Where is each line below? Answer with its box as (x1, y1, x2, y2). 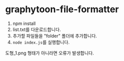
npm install (12, 20, 36, 26)
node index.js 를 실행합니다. (12, 39, 70, 45)
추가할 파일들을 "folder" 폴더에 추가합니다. (12, 33, 98, 39)
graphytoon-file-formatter (5, 4, 119, 15)
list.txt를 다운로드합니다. (12, 26, 61, 33)
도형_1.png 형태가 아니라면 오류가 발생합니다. (5, 50, 94, 56)
